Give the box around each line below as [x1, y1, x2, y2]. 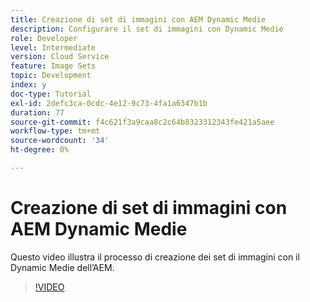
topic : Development [10, 71, 92, 81]
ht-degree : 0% [10, 145, 70, 155]
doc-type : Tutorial [10, 89, 92, 99]
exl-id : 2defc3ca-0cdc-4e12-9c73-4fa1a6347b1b [10, 98, 208, 108]
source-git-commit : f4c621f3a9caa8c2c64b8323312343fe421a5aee [10, 117, 275, 127]
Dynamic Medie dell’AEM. [10, 261, 115, 273]
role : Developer [10, 33, 78, 43]
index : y [10, 80, 47, 90]
